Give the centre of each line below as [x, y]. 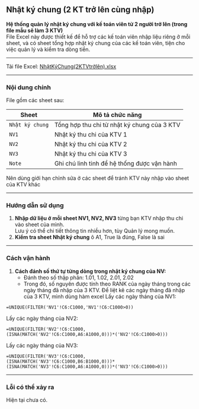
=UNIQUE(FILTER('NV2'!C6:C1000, [46, 329]
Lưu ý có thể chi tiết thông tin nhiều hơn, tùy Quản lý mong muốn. [95, 231]
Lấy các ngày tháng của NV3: [42, 345]
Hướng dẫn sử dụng [35, 205]
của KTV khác [23, 185]
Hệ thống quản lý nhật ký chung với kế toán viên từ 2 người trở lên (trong [97, 24]
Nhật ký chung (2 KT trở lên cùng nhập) [80, 10]
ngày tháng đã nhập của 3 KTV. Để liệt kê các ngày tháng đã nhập [104, 290]
